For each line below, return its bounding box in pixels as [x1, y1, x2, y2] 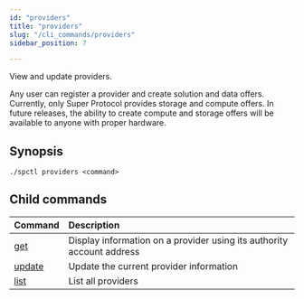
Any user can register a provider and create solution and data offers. [9, 89, 265, 99]
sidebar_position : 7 [9, 38, 88, 48]
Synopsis [9, 144, 63, 159]
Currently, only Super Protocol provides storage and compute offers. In [9, 98, 274, 109]
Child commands [9, 192, 108, 208]
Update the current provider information [68, 259, 238, 272]
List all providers [68, 275, 138, 287]
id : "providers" [9, 13, 71, 23]
